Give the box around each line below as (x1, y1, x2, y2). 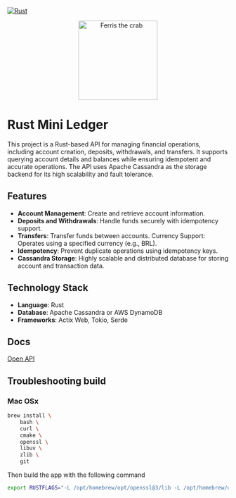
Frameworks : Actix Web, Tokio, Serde (17, 316, 129, 324)
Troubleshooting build (7, 375, 107, 387)
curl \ (20, 425, 39, 432)
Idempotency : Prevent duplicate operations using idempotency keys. (17, 247, 218, 255)
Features (7, 190, 47, 202)
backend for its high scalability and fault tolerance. (7, 170, 154, 178)
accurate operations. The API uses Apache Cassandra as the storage (7, 162, 207, 170)
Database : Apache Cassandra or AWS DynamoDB (17, 308, 163, 316)
